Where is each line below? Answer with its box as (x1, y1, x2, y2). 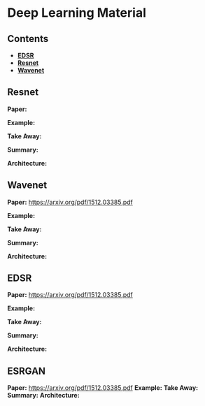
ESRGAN (7, 365, 46, 377)
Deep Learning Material (7, 5, 147, 21)
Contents (7, 33, 49, 45)
